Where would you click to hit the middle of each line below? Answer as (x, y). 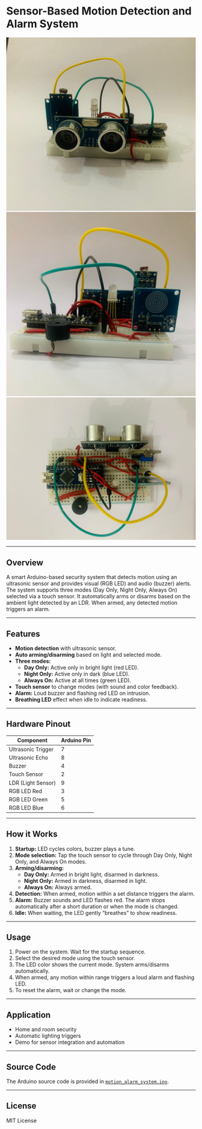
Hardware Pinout (38, 724)
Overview (25, 562)
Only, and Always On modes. (51, 861)
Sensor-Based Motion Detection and (99, 11)
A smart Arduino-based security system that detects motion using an (92, 577)
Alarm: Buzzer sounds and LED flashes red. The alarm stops (90, 900)
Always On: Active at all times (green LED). (77, 680)
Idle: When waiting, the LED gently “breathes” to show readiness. (96, 912)
